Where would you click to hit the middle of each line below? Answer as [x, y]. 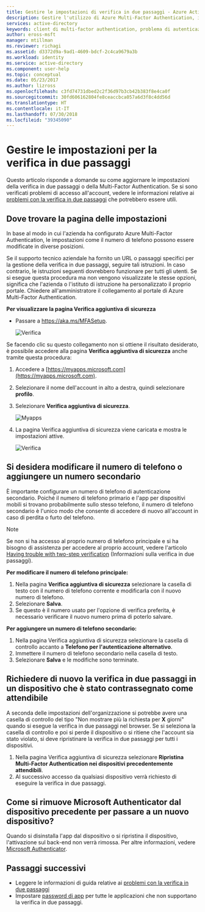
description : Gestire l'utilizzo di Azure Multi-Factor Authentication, [101, 18]
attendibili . [29, 770]
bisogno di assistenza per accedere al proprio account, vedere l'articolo [97, 547]
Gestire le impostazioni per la [82, 150]
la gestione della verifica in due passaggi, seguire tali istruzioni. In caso [96, 264]
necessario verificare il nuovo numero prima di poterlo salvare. [94, 616]
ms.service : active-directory [45, 63]
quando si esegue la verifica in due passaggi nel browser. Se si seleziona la [101, 726]
